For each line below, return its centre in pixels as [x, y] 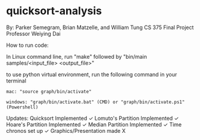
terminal [16, 81]
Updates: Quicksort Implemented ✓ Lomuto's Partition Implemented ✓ [93, 118]
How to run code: [27, 45]
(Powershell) [22, 107]
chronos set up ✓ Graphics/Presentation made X [66, 131]
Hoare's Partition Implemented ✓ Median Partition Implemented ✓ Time [94, 124]
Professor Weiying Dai [33, 33]
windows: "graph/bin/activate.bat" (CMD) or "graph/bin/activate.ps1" [96, 102]
